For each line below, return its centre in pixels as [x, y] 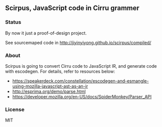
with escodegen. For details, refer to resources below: [60, 71]
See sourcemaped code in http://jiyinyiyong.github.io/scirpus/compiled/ [78, 42]
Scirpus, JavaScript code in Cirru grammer [72, 8]
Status [13, 22]
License [15, 109]
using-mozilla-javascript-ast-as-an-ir [50, 86]
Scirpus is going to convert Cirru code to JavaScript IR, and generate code [81, 66]
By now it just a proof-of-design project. [46, 33]
